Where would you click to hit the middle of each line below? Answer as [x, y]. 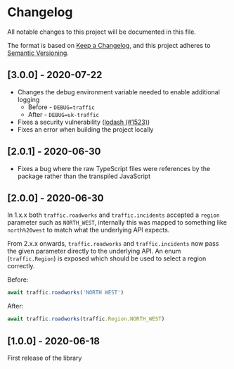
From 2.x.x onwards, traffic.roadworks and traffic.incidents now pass [113, 244]
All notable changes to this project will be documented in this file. [102, 32]
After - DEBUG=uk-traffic [64, 114]
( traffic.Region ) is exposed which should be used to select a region [107, 258]
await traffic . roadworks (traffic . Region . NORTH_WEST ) [86, 319]
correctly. [21, 266]
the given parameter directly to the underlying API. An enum [94, 251]
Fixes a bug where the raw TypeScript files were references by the [114, 168]
